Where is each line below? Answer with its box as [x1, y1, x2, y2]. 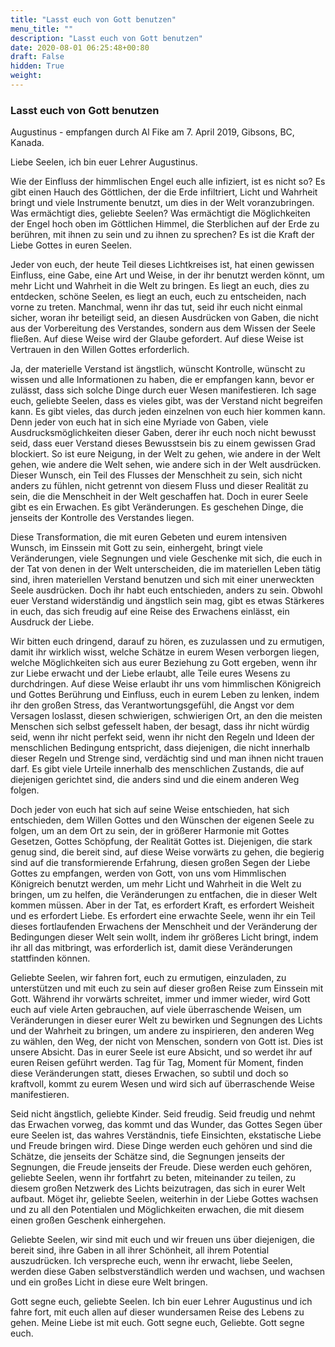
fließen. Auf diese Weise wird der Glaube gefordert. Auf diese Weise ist [10, 333, 304, 345]
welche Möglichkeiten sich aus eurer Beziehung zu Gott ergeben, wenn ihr [10, 657, 318, 669]
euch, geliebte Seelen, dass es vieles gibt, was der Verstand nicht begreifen [10, 395, 323, 407]
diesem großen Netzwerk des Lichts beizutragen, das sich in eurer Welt [10, 1182, 306, 1195]
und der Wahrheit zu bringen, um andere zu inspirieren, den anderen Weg [10, 1025, 315, 1037]
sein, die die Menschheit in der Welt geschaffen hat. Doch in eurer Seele [10, 491, 309, 503]
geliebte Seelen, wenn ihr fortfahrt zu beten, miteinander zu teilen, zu [10, 1172, 296, 1184]
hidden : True [10, 61, 65, 71]
